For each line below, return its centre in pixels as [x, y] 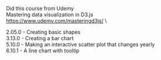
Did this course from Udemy [40, 8]
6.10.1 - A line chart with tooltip [43, 51]
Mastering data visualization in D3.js [50, 15]
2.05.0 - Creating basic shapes [43, 32]
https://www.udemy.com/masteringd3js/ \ [56, 21]
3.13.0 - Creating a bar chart [40, 38]
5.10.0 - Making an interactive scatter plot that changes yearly [80, 44]
